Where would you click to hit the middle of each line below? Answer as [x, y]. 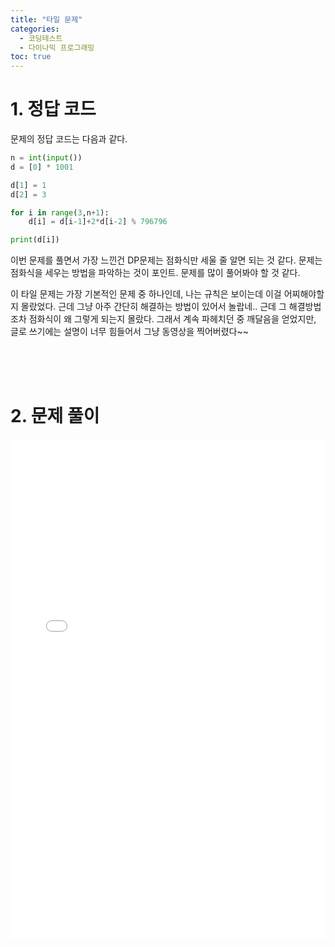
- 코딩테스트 [41, 38]
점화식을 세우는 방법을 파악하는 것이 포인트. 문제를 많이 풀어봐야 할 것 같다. [155, 273]
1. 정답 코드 [53, 109]
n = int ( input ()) [46, 158]
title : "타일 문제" [46, 19]
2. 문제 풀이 [55, 416]
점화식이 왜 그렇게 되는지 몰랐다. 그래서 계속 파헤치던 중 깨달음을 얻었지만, [172, 319]
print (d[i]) [35, 240]
